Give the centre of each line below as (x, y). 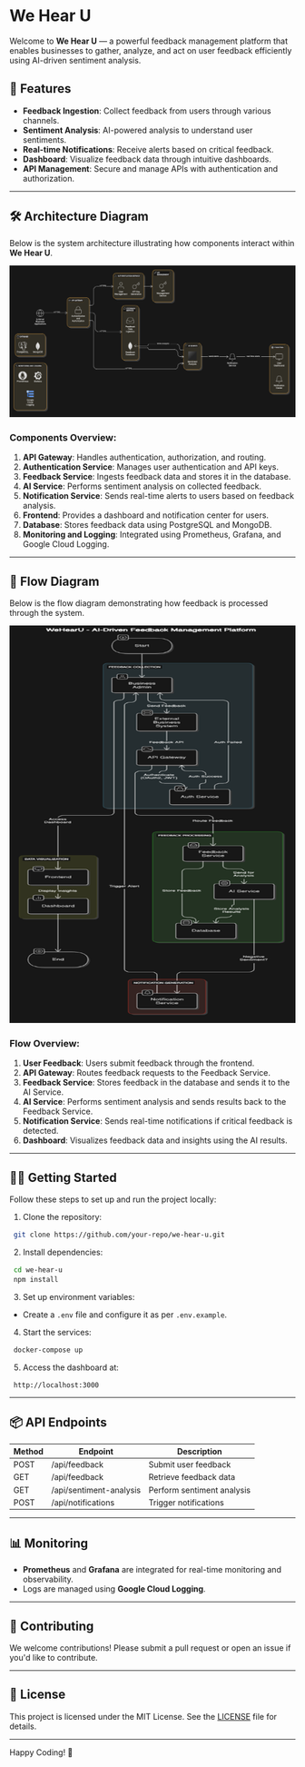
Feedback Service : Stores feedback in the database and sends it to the (156, 1083)
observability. (48, 1579)
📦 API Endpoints (58, 1422)
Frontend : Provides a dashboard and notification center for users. (146, 515)
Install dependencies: (63, 1252)
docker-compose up (48, 1350)
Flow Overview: (44, 1043)
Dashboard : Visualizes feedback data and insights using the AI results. (155, 1140)
